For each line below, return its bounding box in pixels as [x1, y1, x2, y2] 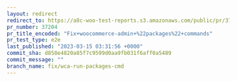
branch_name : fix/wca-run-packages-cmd [6, 63, 125, 70]
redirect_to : [6, 17, 45, 24]
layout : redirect [6, 10, 58, 18]
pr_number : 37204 [6, 23, 58, 30]
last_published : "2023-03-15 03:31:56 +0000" [6, 43, 143, 50]
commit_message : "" [6, 56, 64, 63]
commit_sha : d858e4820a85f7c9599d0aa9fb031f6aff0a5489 [6, 50, 172, 57]
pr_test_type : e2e [6, 37, 61, 44]
